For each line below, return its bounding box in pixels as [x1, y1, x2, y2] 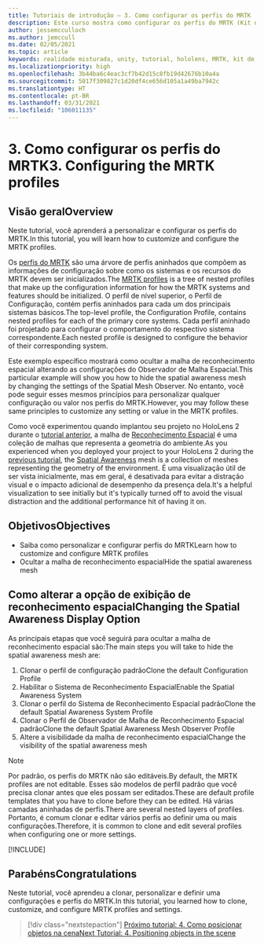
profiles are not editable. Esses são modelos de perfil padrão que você [8, 779, 237, 789]
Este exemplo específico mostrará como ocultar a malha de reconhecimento [8, 357, 255, 365]
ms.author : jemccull [8, 33, 76, 42]
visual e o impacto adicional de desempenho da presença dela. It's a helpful [8, 480, 253, 489]
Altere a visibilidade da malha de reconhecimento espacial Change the [19, 732, 246, 742]
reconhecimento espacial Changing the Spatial [8, 600, 240, 614]
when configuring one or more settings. [8, 830, 137, 839]
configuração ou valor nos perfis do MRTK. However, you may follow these [8, 398, 249, 407]
